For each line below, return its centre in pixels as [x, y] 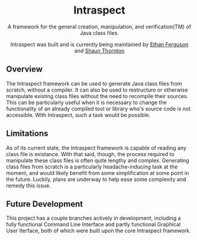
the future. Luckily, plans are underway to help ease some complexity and [96, 179]
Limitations [27, 134]
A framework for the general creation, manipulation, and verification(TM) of [99, 27]
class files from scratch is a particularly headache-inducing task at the [92, 167]
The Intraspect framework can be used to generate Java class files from [94, 83]
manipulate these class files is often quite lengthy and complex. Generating [98, 160]
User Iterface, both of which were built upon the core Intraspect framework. [98, 231]
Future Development [45, 204]
